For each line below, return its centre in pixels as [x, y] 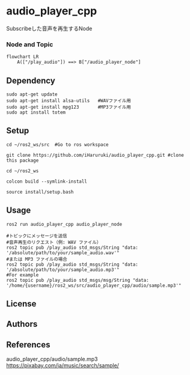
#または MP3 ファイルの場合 [37, 259]
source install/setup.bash [40, 192]
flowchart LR [23, 57]
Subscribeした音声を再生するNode [49, 28]
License [21, 304]
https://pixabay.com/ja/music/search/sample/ [63, 365]
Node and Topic [30, 44]
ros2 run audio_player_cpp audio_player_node [64, 224]
